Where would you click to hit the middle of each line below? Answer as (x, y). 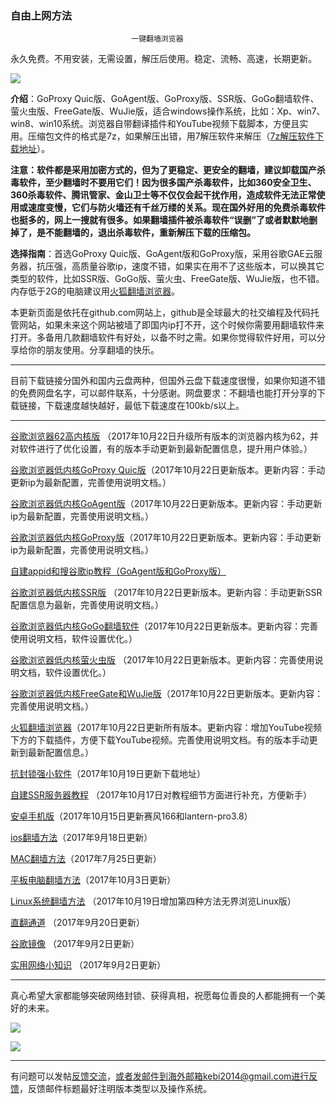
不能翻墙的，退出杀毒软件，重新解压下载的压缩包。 (150, 233)
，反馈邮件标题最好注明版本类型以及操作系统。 (115, 1089)
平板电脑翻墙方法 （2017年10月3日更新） (93, 880)
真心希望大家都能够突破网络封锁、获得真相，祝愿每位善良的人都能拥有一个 (163, 996)
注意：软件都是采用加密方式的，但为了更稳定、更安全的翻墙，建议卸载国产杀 (168, 170)
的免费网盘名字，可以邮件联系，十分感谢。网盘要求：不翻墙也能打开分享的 (163, 393)
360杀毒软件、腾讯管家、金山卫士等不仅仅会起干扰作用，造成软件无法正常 (163, 195)
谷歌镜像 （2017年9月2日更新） (75, 944)
